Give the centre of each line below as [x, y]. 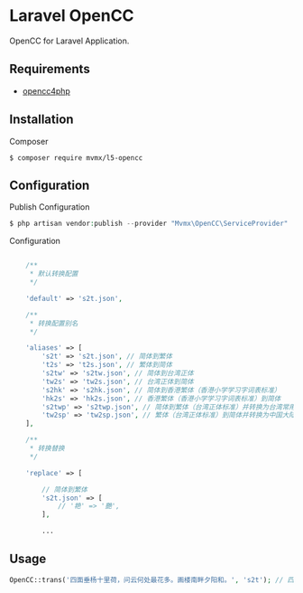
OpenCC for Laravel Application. [69, 41]
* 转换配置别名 [54, 323]
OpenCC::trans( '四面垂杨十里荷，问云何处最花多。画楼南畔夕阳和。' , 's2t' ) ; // [147, 579]
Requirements [50, 69]
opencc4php [46, 90]
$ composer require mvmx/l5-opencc [76, 158]
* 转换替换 [47, 448]
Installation [41, 120]
